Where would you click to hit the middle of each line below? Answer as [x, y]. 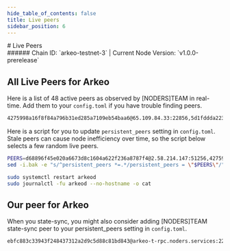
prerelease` [23, 60]
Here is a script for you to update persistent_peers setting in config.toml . [111, 132]
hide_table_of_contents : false [52, 13]
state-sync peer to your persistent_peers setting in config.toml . [97, 229]
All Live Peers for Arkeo [58, 82]
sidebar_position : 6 [37, 26]
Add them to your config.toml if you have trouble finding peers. [113, 106]
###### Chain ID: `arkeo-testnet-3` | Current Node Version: [91, 53]
